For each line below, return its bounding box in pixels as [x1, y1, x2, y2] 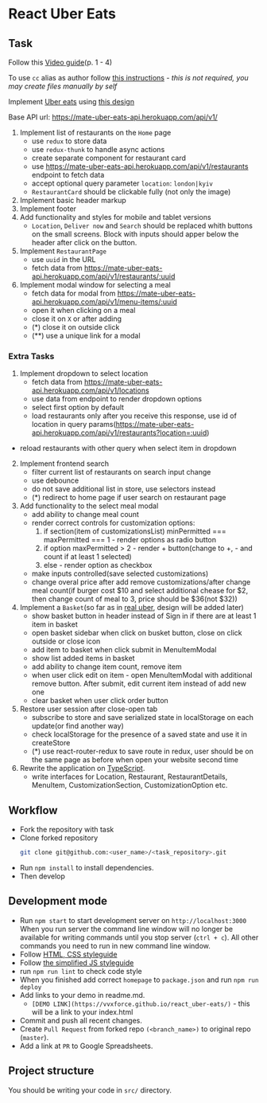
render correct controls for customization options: [31, 518, 195, 528]
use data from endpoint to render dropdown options [31, 394, 203, 404]
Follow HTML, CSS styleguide [19, 949, 118, 959]
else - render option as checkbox [43, 561, 153, 570]
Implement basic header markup [19, 196, 126, 205]
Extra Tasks [8, 350, 55, 362]
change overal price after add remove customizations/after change [31, 577, 251, 587]
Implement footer [19, 204, 77, 213]
